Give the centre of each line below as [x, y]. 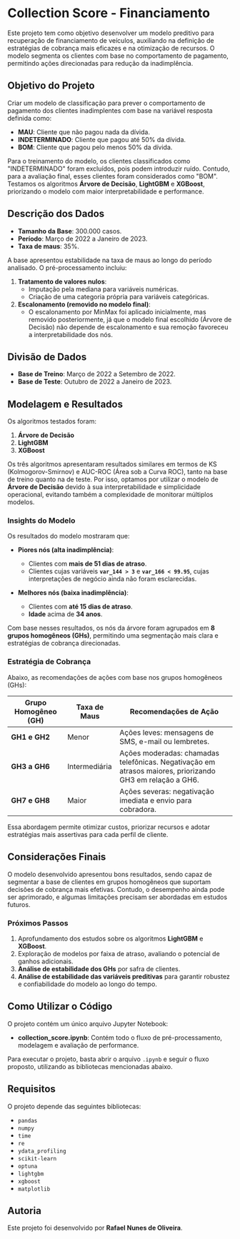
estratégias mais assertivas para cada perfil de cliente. [88, 834]
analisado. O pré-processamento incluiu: [67, 267]
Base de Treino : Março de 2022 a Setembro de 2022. [97, 374]
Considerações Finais [57, 857]
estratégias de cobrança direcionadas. [64, 643]
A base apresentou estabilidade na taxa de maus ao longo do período [110, 260]
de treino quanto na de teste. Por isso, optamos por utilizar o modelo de [113, 479]
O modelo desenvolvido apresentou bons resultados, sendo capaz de [110, 874]
